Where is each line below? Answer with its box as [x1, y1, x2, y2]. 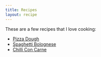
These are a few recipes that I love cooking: [5, 26, 96, 32]
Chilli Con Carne [12, 46, 47, 52]
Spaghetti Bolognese [12, 41, 57, 47]
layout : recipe [5, 12, 37, 17]
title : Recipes [5, 7, 37, 13]
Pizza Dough [12, 36, 39, 42]
